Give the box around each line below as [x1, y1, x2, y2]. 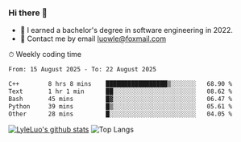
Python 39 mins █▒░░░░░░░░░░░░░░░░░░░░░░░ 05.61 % [8, 102, 232, 111]
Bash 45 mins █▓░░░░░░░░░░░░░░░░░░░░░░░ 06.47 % [8, 95, 232, 103]
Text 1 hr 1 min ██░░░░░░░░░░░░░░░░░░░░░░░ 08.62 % [8, 87, 232, 95]
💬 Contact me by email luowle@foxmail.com [19, 34, 167, 43]
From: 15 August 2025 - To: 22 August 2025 [8, 66, 157, 74]
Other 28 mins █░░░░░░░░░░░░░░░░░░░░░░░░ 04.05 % [8, 110, 232, 118]
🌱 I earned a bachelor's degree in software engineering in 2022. [19, 26, 234, 35]
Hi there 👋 [8, 7, 48, 18]
